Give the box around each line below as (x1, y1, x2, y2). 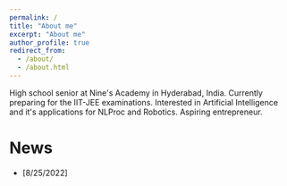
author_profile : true (9, 38, 90, 47)
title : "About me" (9, 21, 78, 30)
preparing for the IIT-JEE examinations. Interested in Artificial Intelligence (9, 97, 279, 107)
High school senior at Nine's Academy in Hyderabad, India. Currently (9, 87, 264, 98)
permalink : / (9, 13, 58, 22)
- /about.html (17, 63, 70, 72)
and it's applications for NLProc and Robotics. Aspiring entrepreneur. (9, 106, 263, 117)
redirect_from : (9, 46, 66, 55)
